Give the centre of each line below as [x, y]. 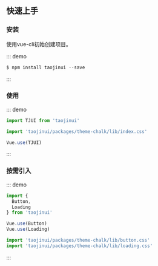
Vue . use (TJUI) [24, 142]
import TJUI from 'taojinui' [43, 120]
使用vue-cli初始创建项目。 [39, 44]
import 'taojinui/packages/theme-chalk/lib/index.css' [77, 131]
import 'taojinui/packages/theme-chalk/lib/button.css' [78, 240]
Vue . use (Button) [27, 223]
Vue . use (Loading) [28, 230]
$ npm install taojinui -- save [46, 67]
